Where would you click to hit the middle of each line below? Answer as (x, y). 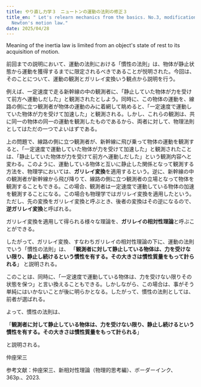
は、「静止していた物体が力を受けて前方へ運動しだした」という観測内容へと (99, 156)
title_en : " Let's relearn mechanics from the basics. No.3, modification (101, 17)
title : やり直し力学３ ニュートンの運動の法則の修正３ (67, 12)
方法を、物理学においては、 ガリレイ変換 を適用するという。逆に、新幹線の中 (100, 171)
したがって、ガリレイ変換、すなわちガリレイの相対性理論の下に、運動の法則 (100, 242)
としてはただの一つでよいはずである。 (53, 129)
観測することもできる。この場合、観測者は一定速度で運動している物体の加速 (100, 186)
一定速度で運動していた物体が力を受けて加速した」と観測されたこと (108, 149)
